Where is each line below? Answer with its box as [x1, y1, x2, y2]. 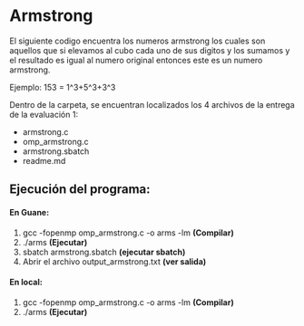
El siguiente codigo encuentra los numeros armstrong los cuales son [9, 35, 266, 46]
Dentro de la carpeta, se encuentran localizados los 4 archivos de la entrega [9, 99, 295, 110]
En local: [9, 277, 43, 288]
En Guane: [9, 206, 50, 217]
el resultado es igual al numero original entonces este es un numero [9, 54, 263, 65]
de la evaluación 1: [9, 109, 79, 120]
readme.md [22, 155, 66, 166]
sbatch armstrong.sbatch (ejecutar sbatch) [22, 246, 186, 257]
